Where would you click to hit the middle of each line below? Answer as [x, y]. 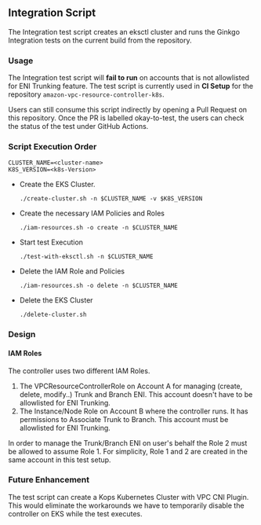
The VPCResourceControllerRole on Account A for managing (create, [131, 386]
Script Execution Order [53, 147]
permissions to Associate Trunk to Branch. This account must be [124, 419]
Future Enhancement [49, 480]
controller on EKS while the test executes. [75, 513]
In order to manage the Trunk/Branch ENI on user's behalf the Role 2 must [128, 442]
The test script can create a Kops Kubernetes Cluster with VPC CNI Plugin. [129, 497]
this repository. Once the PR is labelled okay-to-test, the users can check [126, 118]
